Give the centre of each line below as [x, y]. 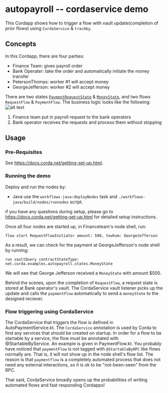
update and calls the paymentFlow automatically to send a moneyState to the [82, 293]
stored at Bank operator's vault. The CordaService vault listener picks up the [84, 288]
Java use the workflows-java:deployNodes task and [65, 196]
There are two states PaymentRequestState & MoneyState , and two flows [78, 96]
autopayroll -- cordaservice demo [77, 9]
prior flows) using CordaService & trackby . [48, 28]
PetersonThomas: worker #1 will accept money [60, 81]
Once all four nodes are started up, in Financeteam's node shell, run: [76, 226]
